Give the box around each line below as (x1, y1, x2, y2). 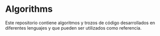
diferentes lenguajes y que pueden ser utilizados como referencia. (5, 25, 141, 31)
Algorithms (5, 3, 53, 15)
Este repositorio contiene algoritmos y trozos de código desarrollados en (5, 20, 155, 26)
